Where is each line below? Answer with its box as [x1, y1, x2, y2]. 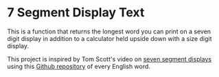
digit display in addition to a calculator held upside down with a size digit [7, 34, 212, 42]
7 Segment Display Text [7, 5, 145, 20]
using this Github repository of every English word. [7, 62, 151, 70]
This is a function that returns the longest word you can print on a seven [7, 27, 211, 35]
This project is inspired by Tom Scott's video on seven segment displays [7, 55, 212, 63]
